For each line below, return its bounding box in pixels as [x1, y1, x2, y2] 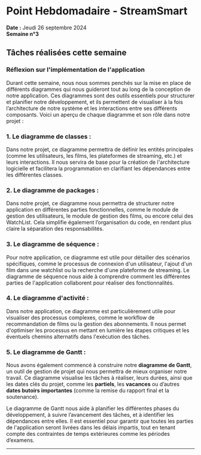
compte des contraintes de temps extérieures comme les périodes [6, 430, 170, 438]
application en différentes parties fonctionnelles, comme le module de [6, 206, 179, 213]
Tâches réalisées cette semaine [6, 48, 127, 58]
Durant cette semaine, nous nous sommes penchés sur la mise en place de [6, 79, 191, 86]
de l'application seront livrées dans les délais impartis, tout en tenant [6, 424, 175, 431]
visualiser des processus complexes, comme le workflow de [6, 314, 155, 321]
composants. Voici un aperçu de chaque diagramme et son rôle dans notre [6, 111, 190, 118]
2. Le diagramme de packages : [6, 186, 99, 194]
